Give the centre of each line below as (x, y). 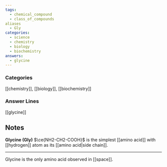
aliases (13, 24)
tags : (11, 10)
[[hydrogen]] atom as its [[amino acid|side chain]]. (57, 145)
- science (20, 38)
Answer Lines (22, 101)
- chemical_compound (31, 14)
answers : (14, 56)
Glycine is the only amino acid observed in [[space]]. (59, 159)
